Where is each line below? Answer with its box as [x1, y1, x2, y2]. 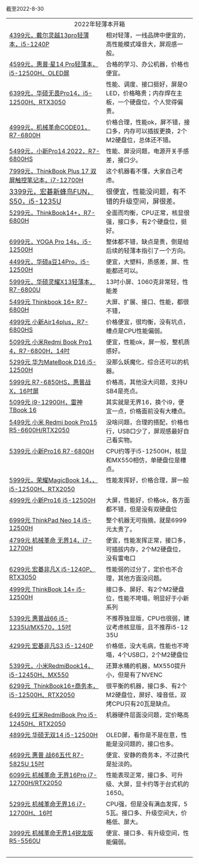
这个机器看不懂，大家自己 [105, 167, 178, 175]
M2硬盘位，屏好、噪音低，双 [105, 691, 187, 699]
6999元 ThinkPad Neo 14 [9, 516, 81, 524]
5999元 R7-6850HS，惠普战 [9, 378, 91, 386]
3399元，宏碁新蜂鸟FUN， [9, 188, 94, 196]
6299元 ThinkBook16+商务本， [9, 682, 99, 690]
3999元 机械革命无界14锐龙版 [9, 829, 94, 837]
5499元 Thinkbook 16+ [9, 298, 75, 306]
